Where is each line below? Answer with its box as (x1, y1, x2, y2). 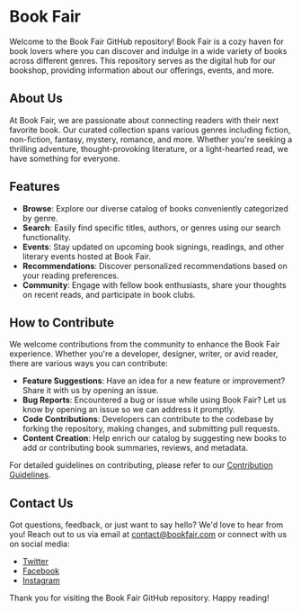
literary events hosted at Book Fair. (22, 250, 152, 262)
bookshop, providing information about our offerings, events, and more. (9, 65, 275, 76)
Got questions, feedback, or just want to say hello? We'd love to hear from (9, 519, 284, 530)
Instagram (22, 575, 60, 586)
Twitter (22, 556, 49, 567)
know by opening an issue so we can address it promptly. (22, 404, 235, 415)
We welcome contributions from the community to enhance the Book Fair (9, 339, 280, 350)
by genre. (22, 212, 58, 223)
